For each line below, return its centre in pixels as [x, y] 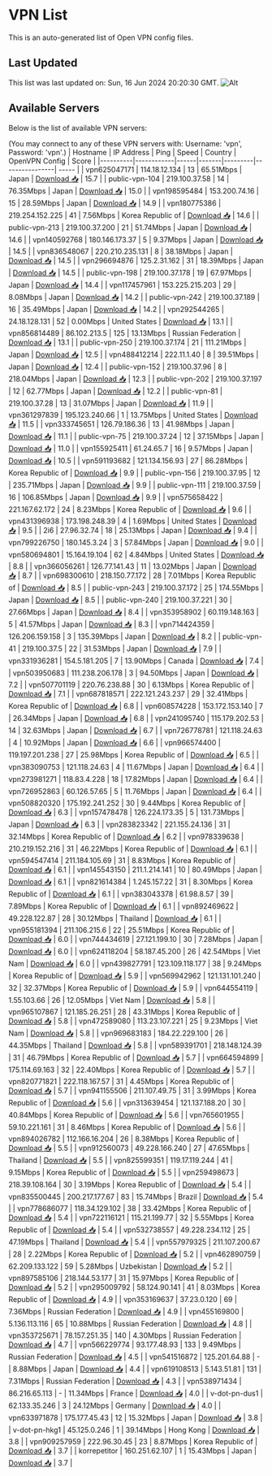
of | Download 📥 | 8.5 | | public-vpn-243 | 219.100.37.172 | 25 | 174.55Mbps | [136, 588]
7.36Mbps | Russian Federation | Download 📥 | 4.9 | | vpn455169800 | [126, 1311]
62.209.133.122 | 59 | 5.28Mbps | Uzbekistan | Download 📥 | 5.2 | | [121, 1266]
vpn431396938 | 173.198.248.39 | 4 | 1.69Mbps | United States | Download [133, 521]
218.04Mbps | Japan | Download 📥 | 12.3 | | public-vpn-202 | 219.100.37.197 [135, 379]
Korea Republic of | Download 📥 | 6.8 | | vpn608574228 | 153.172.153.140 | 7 [136, 705]
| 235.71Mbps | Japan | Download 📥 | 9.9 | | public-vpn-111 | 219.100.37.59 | [135, 484]
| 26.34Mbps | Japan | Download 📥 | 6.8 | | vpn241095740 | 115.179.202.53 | [136, 718]
